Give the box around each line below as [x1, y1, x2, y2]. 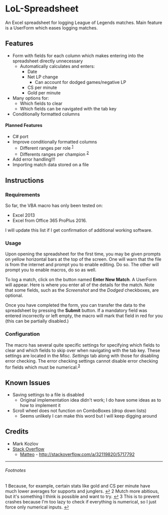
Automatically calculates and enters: [19, 63, 95, 69]
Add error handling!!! [12, 156, 55, 162]
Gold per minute [27, 89, 61, 95]
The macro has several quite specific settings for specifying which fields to [5, 342, 160, 348]
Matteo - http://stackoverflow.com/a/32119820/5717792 [19, 451, 135, 457]
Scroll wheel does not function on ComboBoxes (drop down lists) [12, 408, 146, 414]
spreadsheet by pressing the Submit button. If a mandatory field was [5, 308, 147, 314]
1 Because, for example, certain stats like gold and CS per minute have [5, 483, 150, 489]
